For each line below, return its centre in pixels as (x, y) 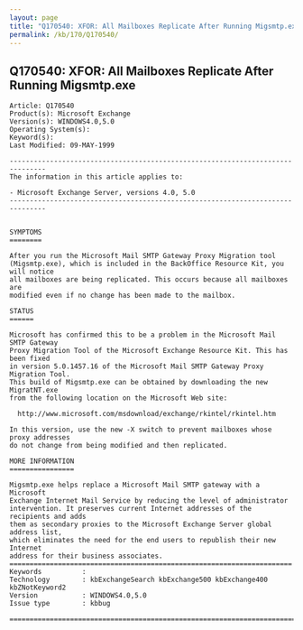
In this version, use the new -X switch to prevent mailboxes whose (141, 430)
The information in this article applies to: (96, 177)
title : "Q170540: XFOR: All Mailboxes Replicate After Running (131, 26)
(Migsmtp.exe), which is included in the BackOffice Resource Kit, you (147, 264)
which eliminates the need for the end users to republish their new (143, 541)
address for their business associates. (87, 556)
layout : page (34, 18)
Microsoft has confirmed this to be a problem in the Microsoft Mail (143, 335)
